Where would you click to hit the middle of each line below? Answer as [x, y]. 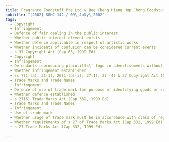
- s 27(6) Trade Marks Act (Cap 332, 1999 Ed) [59, 99]
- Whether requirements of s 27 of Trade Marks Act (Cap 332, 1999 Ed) [87, 122]
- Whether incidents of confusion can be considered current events [83, 47]
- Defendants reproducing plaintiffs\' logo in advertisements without [87, 66]
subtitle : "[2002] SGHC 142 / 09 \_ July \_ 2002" [55, 15]
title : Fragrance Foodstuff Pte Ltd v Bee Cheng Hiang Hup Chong [75, 10]
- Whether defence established [43, 94]
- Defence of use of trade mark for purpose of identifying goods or [84, 89]
